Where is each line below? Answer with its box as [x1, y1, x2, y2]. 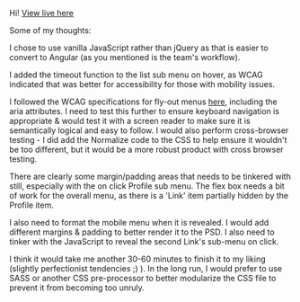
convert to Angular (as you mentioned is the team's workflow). [9, 52, 241, 62]
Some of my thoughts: [9, 25, 92, 35]
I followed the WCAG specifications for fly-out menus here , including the [9, 96, 278, 107]
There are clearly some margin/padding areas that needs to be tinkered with [9, 171, 292, 182]
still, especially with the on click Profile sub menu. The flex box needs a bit [9, 181, 285, 191]
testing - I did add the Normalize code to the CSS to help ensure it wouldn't [9, 135, 287, 145]
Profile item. [9, 200, 54, 210]
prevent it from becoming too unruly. [9, 282, 146, 293]
